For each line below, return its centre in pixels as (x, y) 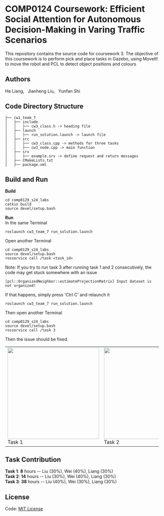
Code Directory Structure (44, 107)
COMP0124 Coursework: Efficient (75, 9)
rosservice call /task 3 (30, 330)
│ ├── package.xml (26, 164)
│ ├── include (21, 122)
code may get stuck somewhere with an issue (51, 273)
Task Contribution (33, 459)
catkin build (18, 204)
